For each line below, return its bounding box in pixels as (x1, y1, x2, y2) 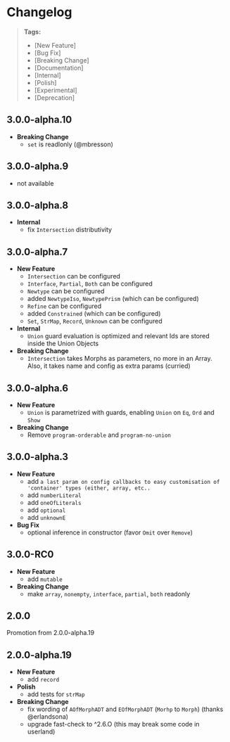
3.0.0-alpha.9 (6, 160, 69, 172)
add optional (27, 506, 66, 514)
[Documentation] (34, 63, 84, 72)
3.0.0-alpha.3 (6, 451, 68, 463)
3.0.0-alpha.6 (6, 382, 68, 394)
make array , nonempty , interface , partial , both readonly (27, 589, 191, 598)
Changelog (6, 4, 72, 20)
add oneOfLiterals (27, 498, 82, 506)
